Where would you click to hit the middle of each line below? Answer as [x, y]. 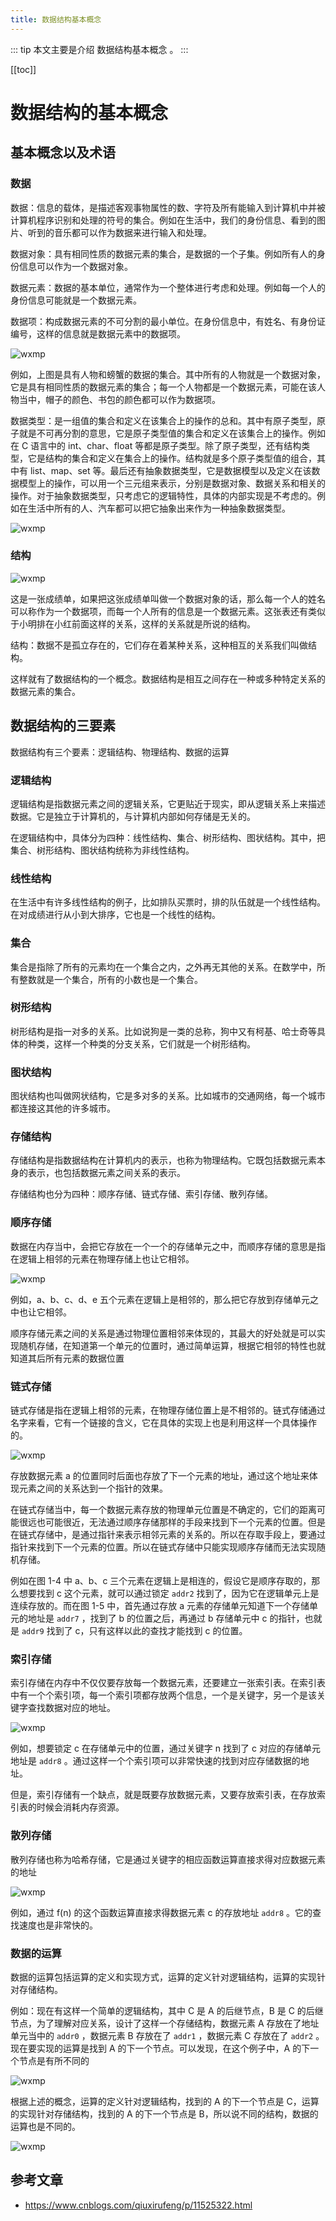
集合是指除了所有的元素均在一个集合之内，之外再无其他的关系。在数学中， [163, 967]
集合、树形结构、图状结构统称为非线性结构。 [102, 850]
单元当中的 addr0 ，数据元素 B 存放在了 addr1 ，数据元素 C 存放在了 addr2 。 [167, 2035]
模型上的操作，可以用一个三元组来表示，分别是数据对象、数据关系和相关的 [172, 483]
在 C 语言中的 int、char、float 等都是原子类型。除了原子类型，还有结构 [156, 445]
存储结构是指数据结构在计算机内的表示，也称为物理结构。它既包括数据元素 [163, 1160]
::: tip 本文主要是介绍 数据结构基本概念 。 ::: [99, 49]
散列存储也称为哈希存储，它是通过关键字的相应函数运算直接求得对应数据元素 [168, 1859]
